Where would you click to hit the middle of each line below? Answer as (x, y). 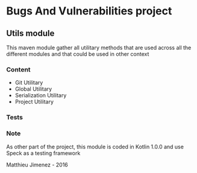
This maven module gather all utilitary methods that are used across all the (99, 47)
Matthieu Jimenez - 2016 (37, 165)
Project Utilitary (34, 102)
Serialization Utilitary (41, 96)
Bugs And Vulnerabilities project (89, 11)
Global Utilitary (33, 89)
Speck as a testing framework (43, 153)
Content (19, 69)
